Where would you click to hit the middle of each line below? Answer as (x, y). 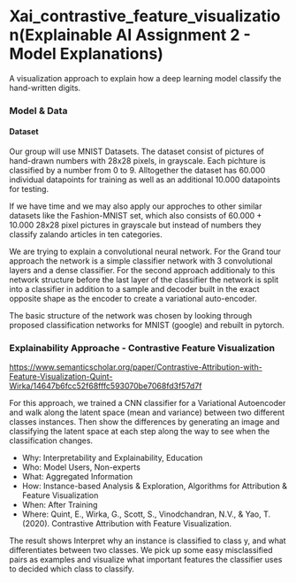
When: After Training (60, 505)
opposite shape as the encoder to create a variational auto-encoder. (133, 299)
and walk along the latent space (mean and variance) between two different (147, 412)
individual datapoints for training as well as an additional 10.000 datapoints (145, 180)
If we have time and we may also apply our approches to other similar (136, 206)
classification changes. (51, 441)
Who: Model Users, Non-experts (81, 467)
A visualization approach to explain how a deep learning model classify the (145, 78)
